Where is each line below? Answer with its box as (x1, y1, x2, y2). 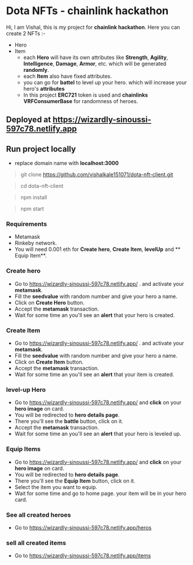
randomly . (23, 66, 49, 73)
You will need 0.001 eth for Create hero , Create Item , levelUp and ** (14, 246, 181, 253)
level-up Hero (6, 385, 46, 394)
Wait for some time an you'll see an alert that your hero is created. (14, 311, 175, 319)
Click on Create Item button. (14, 358, 84, 366)
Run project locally (6, 144, 76, 154)
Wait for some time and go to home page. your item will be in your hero (14, 490, 187, 497)
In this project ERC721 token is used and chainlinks (23, 91, 148, 98)
